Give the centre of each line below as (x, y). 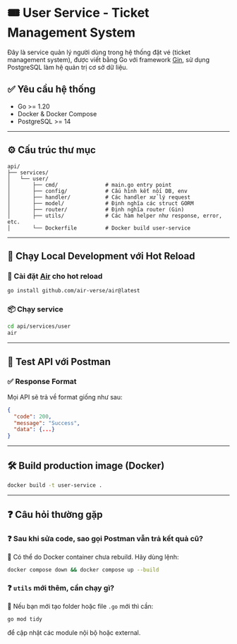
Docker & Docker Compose (57, 113)
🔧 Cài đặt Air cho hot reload (55, 276)
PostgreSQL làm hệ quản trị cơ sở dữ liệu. (68, 67)
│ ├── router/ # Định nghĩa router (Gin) (96, 209)
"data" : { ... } (34, 430)
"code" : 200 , (33, 416)
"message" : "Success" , (47, 423)
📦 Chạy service (35, 309)
